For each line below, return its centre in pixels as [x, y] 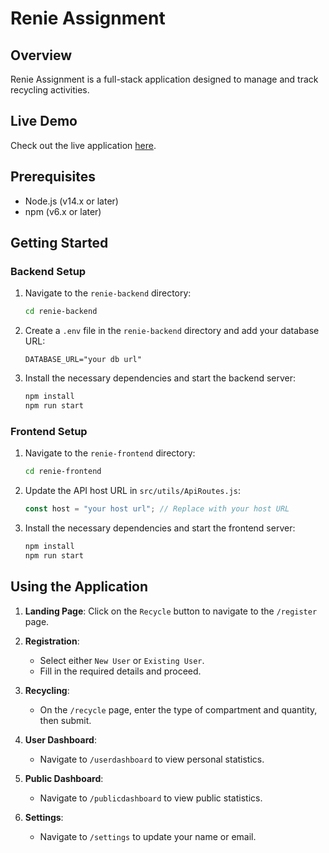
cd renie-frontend [63, 472]
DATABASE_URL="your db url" [83, 360]
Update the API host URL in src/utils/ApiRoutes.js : [133, 491]
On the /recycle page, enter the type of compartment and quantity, [178, 709]
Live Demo [44, 121]
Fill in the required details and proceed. [120, 671]
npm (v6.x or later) [63, 211]
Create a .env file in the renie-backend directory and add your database [172, 331]
